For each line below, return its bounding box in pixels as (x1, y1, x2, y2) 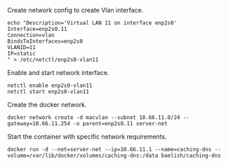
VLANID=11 (7, 44, 36, 51)
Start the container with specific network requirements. (7, 132, 167, 141)
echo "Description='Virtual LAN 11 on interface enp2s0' (7, 20, 177, 27)
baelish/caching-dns (161, 152, 221, 159)
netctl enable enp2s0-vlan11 (7, 82, 93, 89)
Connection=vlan (7, 32, 55, 39)
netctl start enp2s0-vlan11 (7, 88, 90, 95)
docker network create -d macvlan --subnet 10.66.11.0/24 (7, 114, 180, 121)
